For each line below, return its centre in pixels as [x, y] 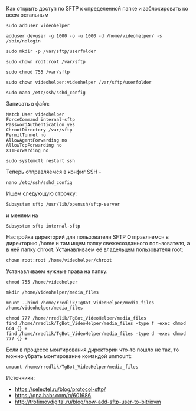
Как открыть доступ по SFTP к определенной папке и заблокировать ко [97, 9]
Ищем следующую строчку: [42, 193]
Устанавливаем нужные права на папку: [57, 271]
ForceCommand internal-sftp [41, 120]
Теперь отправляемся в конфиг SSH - [54, 172]
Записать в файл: [28, 103]
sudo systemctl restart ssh [41, 161]
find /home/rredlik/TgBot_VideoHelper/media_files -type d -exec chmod [96, 334]
